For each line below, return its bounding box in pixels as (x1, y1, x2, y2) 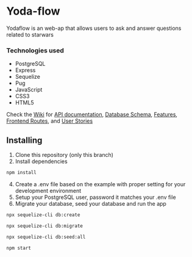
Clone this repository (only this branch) (15, 151, 114, 159)
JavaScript (15, 86, 43, 93)
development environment (15, 187, 82, 194)
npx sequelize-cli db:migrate (6, 223, 84, 229)
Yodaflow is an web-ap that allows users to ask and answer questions (6, 24, 182, 32)
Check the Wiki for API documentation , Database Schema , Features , (6, 111, 178, 118)
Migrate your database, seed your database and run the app (15, 200, 166, 207)
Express (15, 67, 36, 74)
